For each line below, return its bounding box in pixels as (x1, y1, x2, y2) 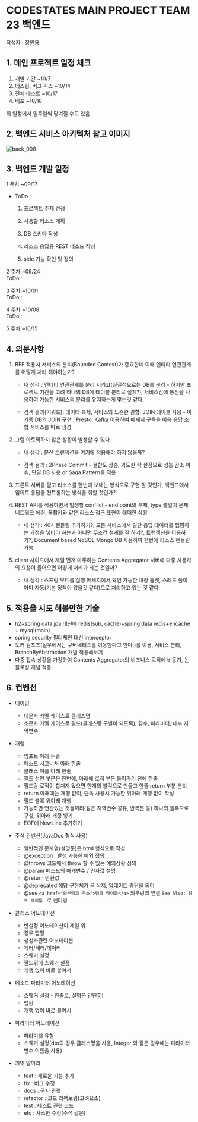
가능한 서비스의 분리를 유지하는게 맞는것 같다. (39, 396, 144, 403)
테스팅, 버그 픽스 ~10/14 (14, 82, 71, 89)
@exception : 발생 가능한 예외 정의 (23, 852, 105, 859)
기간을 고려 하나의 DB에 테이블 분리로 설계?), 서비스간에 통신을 (39, 388, 184, 396)
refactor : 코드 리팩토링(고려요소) (23, 1094, 101, 1101)
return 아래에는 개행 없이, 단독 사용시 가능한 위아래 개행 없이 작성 (23, 789, 174, 797)
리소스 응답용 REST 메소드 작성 (23, 243, 96, 250)
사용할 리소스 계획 (23, 218, 65, 225)
